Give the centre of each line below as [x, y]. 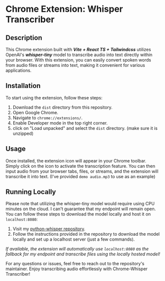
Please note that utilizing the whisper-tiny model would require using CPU [80, 204]
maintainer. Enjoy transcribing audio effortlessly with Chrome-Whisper [77, 269]
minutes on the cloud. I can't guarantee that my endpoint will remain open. [81, 209]
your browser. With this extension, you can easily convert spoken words [78, 60]
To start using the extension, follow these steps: [54, 97]
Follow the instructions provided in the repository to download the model [86, 234]
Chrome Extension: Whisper [64, 9]
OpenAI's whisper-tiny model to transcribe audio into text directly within [79, 55]
